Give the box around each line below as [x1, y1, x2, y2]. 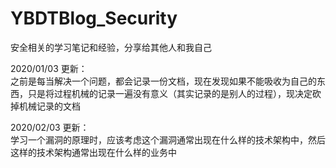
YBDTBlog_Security [10, 7, 178, 30]
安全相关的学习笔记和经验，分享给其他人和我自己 [10, 41, 212, 53]
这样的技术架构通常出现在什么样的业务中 [10, 146, 177, 158]
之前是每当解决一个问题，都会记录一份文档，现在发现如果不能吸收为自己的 [10, 75, 317, 87]
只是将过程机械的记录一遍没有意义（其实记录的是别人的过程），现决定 [27, 87, 313, 99]
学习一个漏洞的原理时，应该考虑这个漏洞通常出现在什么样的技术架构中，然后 [10, 133, 326, 146]
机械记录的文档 [18, 100, 81, 112]
